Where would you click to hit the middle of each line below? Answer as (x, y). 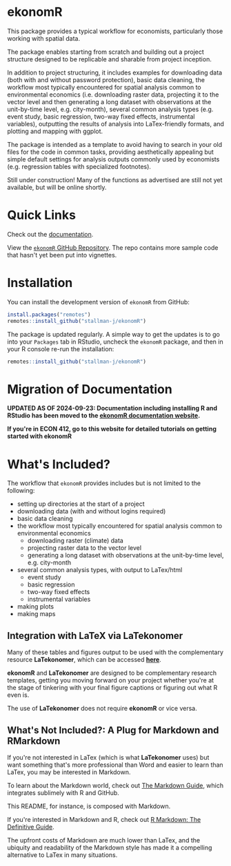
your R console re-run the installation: (61, 348)
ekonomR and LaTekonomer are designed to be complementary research (112, 673)
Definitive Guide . (31, 827)
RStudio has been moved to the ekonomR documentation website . (104, 415)
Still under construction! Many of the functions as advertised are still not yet (115, 179)
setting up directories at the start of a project (81, 504)
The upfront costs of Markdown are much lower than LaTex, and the (104, 840)
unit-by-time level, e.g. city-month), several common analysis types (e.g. (110, 109)
